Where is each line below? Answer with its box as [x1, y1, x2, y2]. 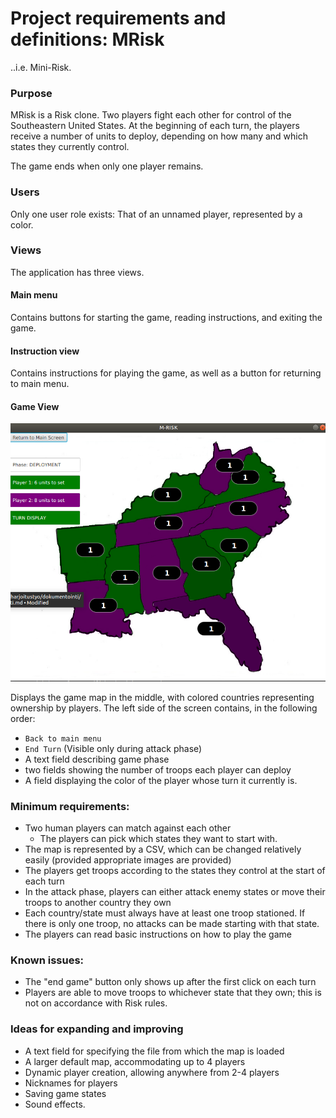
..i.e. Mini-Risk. [10, 61, 72, 73]
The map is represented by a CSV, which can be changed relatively [24, 843, 302, 856]
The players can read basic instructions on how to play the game [24, 928, 292, 941]
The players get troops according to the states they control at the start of [24, 865, 326, 877]
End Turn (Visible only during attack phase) [24, 742, 203, 754]
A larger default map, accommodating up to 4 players [24, 1055, 246, 1067]
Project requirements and [10, 7, 227, 30]
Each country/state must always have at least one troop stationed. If [24, 907, 306, 919]
